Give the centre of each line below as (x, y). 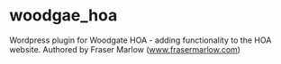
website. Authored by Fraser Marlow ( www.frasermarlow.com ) (125, 49)
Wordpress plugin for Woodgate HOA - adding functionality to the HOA (140, 40)
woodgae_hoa (63, 16)
